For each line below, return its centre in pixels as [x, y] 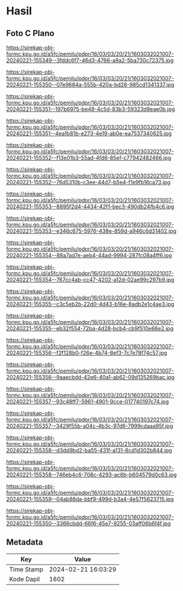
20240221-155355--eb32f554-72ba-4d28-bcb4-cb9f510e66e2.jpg [90, 328]
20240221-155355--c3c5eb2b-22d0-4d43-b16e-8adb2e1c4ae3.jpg [90, 304]
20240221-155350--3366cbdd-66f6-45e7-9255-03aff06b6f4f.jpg [88, 523]
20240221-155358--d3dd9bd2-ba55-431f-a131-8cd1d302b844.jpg [89, 450]
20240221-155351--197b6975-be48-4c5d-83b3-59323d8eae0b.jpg [91, 109]
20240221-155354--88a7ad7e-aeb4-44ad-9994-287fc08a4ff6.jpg [89, 255]
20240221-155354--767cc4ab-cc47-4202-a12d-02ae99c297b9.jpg [90, 280]
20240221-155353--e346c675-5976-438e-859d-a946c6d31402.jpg [91, 231]
